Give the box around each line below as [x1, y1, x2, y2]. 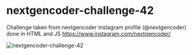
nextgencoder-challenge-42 [6, 4, 154, 18]
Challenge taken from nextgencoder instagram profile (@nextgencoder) [6, 24, 187, 31]
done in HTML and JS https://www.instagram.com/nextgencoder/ [6, 30, 171, 37]
